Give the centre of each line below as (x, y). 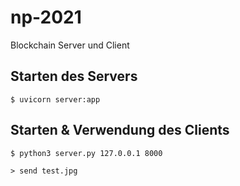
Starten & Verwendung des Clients (120, 130)
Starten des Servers (74, 76)
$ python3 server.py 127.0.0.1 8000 (86, 153)
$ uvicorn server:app (55, 99)
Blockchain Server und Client (70, 45)
